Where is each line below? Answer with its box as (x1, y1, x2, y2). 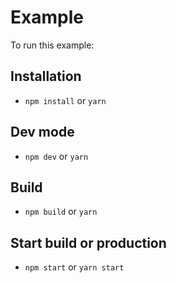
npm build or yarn (24, 206, 98, 218)
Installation (10, 68, 82, 85)
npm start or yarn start (24, 261, 125, 273)
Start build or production (10, 234, 167, 251)
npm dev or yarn (24, 150, 89, 162)
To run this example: (10, 39, 95, 51)
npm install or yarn (24, 94, 107, 106)
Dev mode (10, 124, 75, 141)
